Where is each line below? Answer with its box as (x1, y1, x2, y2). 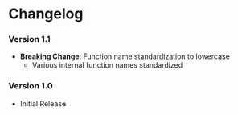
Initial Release (19, 98, 67, 109)
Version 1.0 (8, 80, 54, 92)
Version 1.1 (8, 34, 51, 45)
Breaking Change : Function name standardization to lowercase (19, 51, 231, 61)
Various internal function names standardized (31, 60, 183, 70)
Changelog (8, 5, 84, 23)
